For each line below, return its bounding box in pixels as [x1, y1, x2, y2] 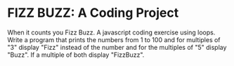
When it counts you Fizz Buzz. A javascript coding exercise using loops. [7, 28, 216, 37]
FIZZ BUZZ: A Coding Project [7, 5, 179, 21]
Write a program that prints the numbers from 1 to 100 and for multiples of [7, 35, 221, 44]
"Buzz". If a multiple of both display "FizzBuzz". [7, 51, 145, 59]
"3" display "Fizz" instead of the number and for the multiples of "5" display [7, 43, 227, 51]
